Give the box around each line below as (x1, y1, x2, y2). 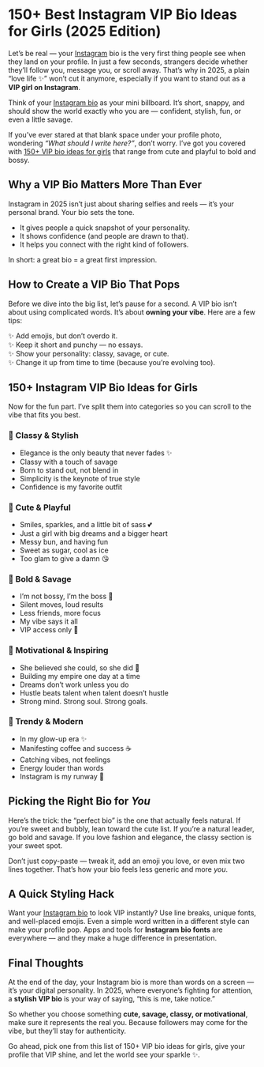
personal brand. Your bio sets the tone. (8, 207, 135, 217)
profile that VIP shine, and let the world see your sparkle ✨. (8, 1050, 201, 1060)
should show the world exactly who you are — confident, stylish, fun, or (8, 106, 242, 115)
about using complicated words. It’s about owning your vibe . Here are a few (8, 307, 256, 317)
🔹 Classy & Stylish (8, 430, 79, 441)
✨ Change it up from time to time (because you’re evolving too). (8, 357, 215, 367)
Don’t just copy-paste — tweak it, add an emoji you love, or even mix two (8, 856, 246, 865)
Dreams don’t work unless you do (19, 680, 129, 689)
